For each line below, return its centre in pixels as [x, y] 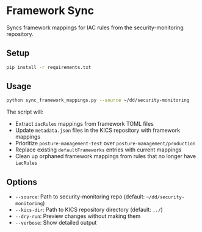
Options [22, 182]
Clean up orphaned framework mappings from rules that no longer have [106, 156]
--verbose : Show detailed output [56, 223]
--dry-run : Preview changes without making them [78, 216]
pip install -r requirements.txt [49, 67]
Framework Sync [50, 11]
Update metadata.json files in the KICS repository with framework [98, 130]
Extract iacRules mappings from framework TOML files [84, 124]
